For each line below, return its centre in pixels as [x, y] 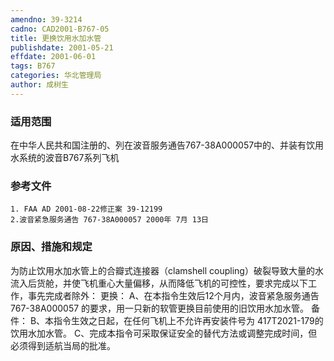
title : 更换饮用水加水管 [56, 38]
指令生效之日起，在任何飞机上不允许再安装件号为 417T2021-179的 [188, 320]
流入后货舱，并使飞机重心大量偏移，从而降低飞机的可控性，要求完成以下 [159, 283]
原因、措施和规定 [51, 247]
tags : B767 [33, 66]
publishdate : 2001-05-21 [62, 47]
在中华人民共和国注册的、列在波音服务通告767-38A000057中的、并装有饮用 [167, 145]
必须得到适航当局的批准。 [63, 345]
